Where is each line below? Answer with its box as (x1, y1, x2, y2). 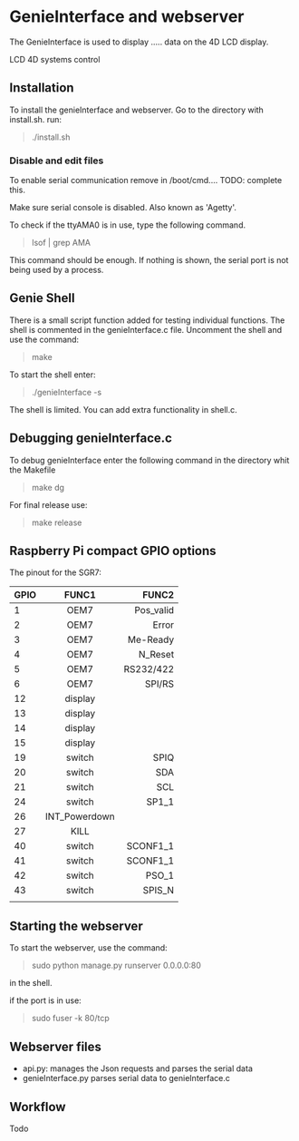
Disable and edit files (9, 154, 104, 167)
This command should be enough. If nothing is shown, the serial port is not (9, 255, 289, 266)
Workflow (9, 1099, 66, 1115)
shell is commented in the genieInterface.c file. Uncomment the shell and (9, 324, 283, 335)
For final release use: (9, 499, 88, 510)
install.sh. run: (9, 113, 62, 124)
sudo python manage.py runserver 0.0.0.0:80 (31, 960, 201, 971)
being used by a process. (9, 265, 104, 276)
